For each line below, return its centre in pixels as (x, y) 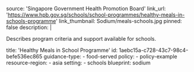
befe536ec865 (24, 56)
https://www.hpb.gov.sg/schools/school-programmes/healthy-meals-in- (96, 15)
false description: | (29, 27)
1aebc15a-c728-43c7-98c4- (154, 50)
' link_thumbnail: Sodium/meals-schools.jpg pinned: (119, 21)
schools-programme (31, 21)
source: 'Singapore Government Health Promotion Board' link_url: (86, 9)
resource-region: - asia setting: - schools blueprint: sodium (78, 63)
